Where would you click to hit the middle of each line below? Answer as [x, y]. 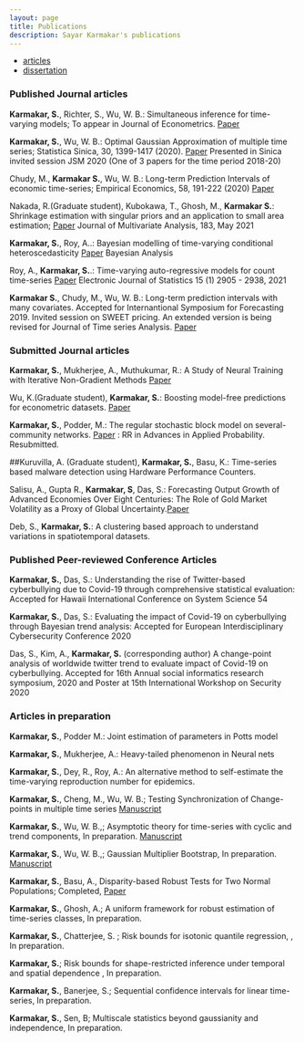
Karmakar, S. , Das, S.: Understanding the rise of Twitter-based [127, 579]
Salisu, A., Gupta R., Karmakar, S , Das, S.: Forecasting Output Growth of [145, 489]
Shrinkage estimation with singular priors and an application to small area [147, 215]
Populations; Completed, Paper [68, 891]
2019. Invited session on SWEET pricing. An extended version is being [141, 317]
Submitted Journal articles [70, 350]
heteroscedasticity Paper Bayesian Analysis [91, 253]
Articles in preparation [60, 716]
